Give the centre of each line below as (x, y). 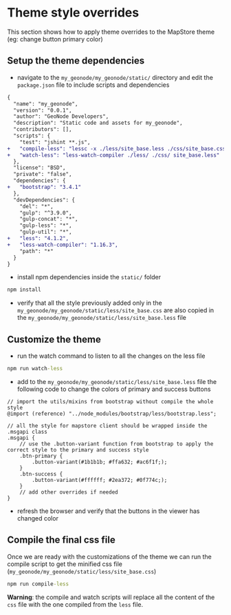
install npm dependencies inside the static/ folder (89, 277)
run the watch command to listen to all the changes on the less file (111, 356)
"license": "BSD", (40, 168)
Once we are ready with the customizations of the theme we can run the (109, 556)
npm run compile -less (38, 584)
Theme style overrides (73, 13)
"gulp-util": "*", (46, 232)
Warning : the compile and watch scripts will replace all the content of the (111, 597)
